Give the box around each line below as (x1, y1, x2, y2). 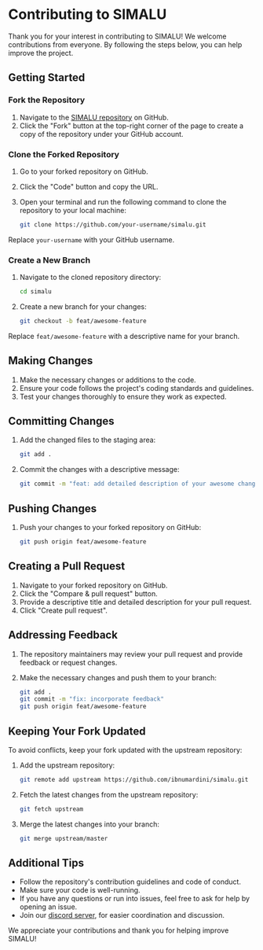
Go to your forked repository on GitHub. (19, 167, 148, 176)
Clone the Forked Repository (8, 149, 120, 160)
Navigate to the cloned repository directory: (19, 273, 162, 282)
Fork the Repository (8, 94, 86, 105)
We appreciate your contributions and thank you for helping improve (8, 926, 229, 935)
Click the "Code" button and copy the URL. (19, 182, 159, 191)
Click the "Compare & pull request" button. (19, 588, 159, 598)
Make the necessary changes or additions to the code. (19, 375, 196, 385)
